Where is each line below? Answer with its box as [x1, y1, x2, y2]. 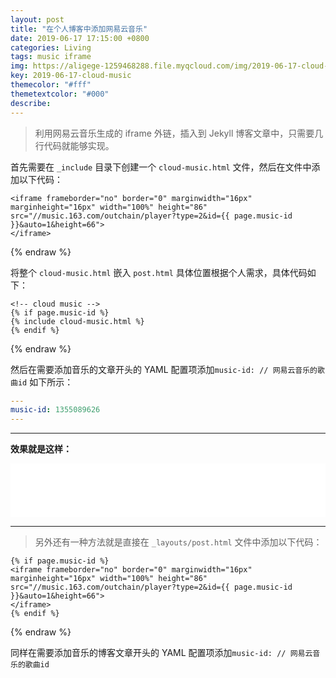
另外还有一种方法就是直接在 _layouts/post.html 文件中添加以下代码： [34, 536, 323, 548]
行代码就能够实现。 [34, 139, 115, 151]
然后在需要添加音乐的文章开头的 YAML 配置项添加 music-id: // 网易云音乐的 [10, 363, 318, 375]
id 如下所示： [17, 376, 74, 388]
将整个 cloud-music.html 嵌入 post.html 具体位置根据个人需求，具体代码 [10, 266, 308, 278]
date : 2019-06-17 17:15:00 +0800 [10, 33, 150, 43]
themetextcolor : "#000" [10, 89, 110, 99]
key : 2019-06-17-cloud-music [10, 71, 132, 81]
